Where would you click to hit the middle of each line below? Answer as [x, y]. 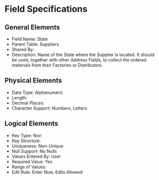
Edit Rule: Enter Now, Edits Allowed [47, 172]
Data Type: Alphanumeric [37, 92]
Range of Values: [29, 167]
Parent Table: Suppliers [35, 44]
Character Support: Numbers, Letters [49, 108]
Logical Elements [31, 124]
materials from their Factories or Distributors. [57, 65]
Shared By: [23, 49]
